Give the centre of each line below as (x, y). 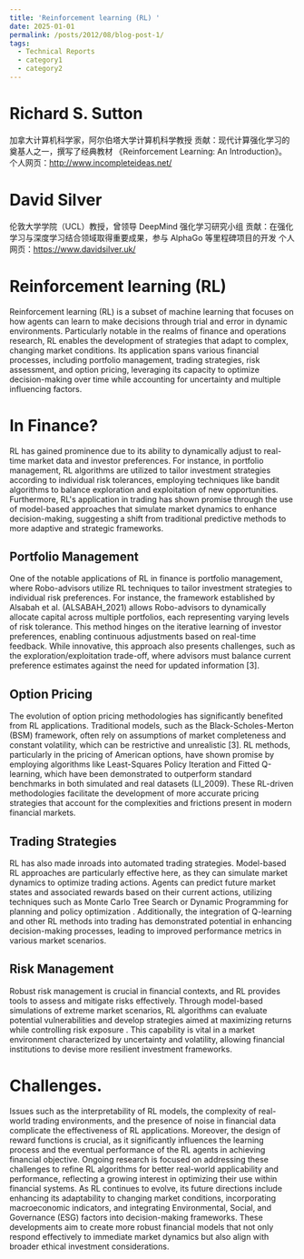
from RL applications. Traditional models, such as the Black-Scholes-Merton (152, 726)
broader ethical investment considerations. (89, 1246)
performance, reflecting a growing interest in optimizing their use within (143, 1178)
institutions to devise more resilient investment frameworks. (121, 1049)
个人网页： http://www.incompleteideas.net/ (91, 162)
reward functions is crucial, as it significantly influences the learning (137, 1140)
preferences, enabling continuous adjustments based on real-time (133, 637)
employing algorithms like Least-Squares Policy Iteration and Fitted (135, 764)
